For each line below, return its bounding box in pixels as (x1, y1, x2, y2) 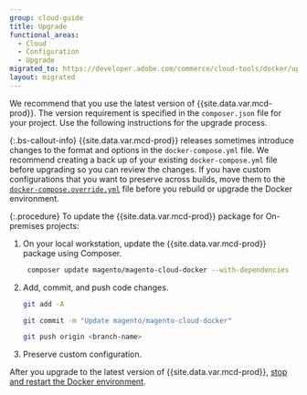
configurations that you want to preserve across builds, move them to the (9, 173, 286, 184)
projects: (46, 220, 79, 231)
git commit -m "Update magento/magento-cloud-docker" (22, 316, 232, 325)
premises (9, 220, 45, 231)
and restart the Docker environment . (9, 376, 146, 388)
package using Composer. (22, 247, 122, 258)
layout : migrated (9, 73, 76, 82)
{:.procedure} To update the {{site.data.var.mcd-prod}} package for (9, 211, 264, 222)
